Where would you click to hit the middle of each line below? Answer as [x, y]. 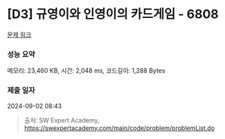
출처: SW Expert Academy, [62, 120]
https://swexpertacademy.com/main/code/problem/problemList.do [119, 128]
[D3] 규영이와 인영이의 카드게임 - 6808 [113, 14]
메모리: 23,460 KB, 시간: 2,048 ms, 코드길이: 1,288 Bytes [86, 71]
